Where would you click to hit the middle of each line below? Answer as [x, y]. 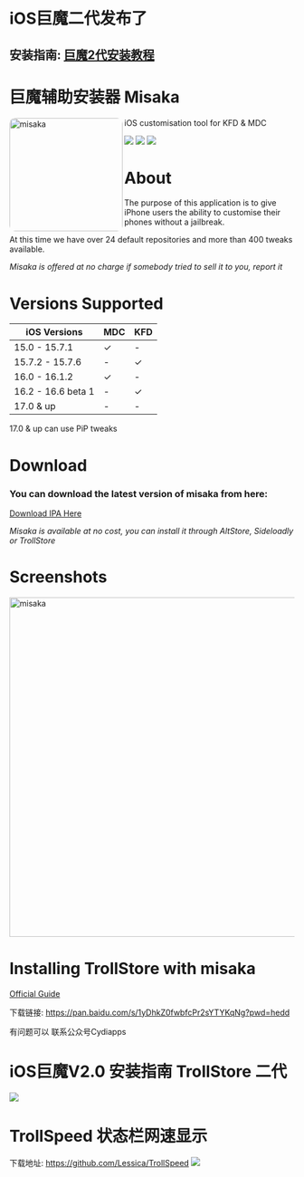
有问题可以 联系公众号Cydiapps [68, 1031]
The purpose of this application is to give [200, 203]
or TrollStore [33, 541]
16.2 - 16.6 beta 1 [54, 392]
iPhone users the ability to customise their [203, 213]
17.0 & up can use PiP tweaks [63, 429]
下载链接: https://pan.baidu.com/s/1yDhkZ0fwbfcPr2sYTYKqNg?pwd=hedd [150, 1012]
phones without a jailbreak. [175, 222]
